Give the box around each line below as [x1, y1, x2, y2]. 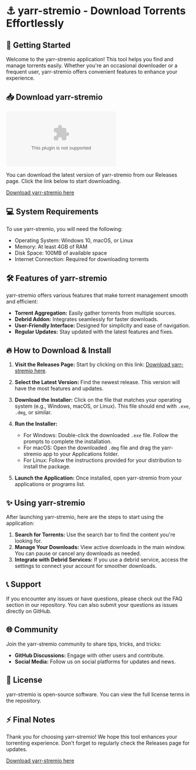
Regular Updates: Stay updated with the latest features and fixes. [14, 328, 174, 335]
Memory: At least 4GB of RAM [14, 243, 88, 250]
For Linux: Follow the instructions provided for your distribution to [23, 457, 182, 464]
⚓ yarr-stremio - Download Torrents [6, 4, 186, 18]
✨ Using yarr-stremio [6, 498, 86, 508]
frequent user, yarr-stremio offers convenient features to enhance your [6, 68, 178, 75]
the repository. [6, 697, 42, 704]
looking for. [14, 537, 42, 544]
